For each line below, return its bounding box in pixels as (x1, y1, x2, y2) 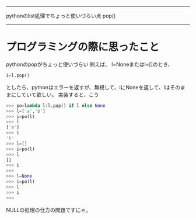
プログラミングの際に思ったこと (6, 40, 160, 54)
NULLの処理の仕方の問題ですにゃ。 (6, 206, 92, 213)
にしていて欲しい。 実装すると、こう (10, 91, 99, 98)
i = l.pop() (6, 72, 30, 78)
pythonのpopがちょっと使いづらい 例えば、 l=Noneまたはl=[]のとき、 (6, 61, 173, 68)
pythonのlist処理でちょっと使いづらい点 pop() (6, 12, 116, 19)
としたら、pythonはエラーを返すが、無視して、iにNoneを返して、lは (6, 84, 170, 91)
